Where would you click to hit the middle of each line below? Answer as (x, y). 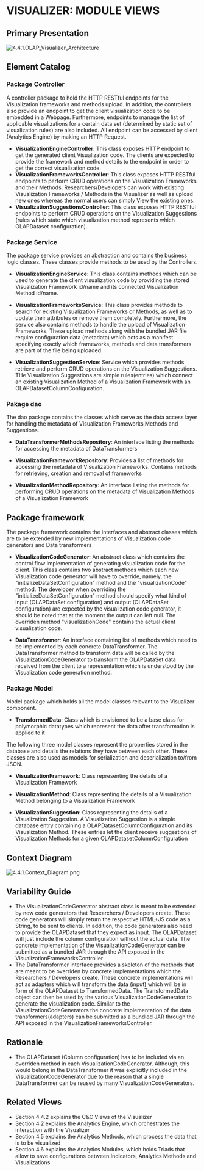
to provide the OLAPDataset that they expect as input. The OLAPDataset (106, 932)
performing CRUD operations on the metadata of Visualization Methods (105, 491)
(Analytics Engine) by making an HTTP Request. (66, 136)
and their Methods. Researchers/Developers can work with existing (100, 187)
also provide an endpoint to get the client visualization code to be (88, 111)
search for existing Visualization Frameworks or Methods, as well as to (104, 311)
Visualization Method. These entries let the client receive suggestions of (106, 832)
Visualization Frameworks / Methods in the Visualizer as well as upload (104, 194)
